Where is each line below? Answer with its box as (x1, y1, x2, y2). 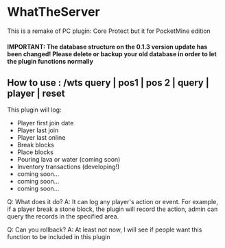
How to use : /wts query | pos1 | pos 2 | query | (7, 77, 209, 88)
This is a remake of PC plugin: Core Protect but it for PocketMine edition (7, 27, 211, 35)
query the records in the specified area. (7, 212, 119, 221)
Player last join (16, 126, 59, 134)
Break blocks (16, 141, 55, 149)
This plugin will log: (7, 106, 62, 114)
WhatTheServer (7, 4, 101, 20)
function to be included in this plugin (7, 233, 110, 241)
